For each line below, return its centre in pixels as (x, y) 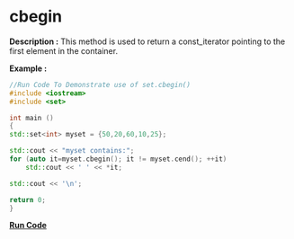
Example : (28, 68)
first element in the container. (64, 50)
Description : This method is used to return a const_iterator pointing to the (147, 41)
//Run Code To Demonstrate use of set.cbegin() (100, 84)
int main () (31, 118)
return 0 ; (28, 199)
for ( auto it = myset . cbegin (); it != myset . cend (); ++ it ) (118, 159)
